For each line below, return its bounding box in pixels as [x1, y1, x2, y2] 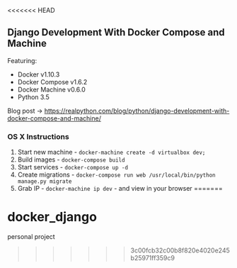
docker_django [7, 209, 98, 225]
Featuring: [7, 56, 37, 65]
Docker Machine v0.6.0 [17, 85, 86, 94]
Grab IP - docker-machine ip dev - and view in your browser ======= [17, 184, 223, 193]
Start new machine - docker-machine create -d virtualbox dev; [17, 148, 206, 157]
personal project [7, 233, 55, 241]
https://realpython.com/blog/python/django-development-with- [44, 106, 230, 115]
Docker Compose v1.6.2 [17, 77, 88, 86]
